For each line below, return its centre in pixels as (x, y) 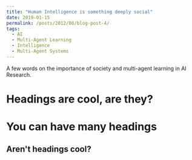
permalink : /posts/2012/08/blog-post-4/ (58, 23)
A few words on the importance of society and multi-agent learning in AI (96, 68)
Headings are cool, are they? (80, 99)
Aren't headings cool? (49, 149)
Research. (19, 75)
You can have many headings (82, 127)
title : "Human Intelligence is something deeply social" (80, 12)
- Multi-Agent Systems (40, 51)
